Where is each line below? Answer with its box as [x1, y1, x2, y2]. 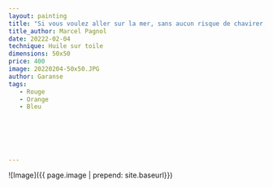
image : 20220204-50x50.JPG [8, 65, 100, 73]
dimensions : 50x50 [8, 50, 71, 58]
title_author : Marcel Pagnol [8, 27, 107, 35]
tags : [8, 80, 27, 88]
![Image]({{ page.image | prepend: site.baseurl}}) [8, 170, 173, 180]
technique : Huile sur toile [8, 42, 104, 50]
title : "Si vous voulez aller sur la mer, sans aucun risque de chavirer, [8, 20, 267, 28]
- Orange [19, 95, 49, 103]
